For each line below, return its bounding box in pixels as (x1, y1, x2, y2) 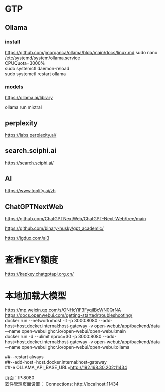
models (5, 83, 24, 90)
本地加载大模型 (5, 290, 67, 301)
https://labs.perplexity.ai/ (5, 132, 57, 138)
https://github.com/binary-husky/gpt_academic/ (5, 225, 104, 231)
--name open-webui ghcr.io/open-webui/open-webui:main (5, 328, 126, 334)
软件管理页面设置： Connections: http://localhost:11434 (5, 381, 119, 387)
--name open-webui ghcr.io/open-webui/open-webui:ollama (5, 344, 130, 350)
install (5, 38, 21, 45)
